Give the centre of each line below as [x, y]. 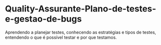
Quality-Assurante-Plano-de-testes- [81, 9]
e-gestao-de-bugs [43, 19]
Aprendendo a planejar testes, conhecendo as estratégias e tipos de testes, [80, 32]
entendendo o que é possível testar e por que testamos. [61, 37]
